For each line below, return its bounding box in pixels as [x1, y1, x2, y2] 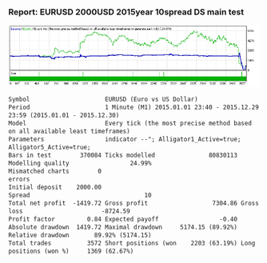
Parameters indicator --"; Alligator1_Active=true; [8, 135, 241, 144]
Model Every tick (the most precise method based [8, 119, 252, 128]
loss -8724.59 [8, 207, 130, 216]
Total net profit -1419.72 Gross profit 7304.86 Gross [8, 199, 260, 208]
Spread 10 [8, 191, 152, 200]
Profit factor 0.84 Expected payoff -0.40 [8, 215, 238, 224]
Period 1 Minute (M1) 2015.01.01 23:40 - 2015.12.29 [8, 103, 260, 112]
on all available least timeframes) [8, 127, 130, 136]
